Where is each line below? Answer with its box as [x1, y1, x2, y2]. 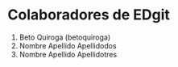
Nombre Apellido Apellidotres [19, 49, 118, 59]
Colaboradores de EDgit [7, 6, 171, 24]
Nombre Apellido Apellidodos [19, 40, 118, 50]
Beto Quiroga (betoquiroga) [19, 32, 110, 42]
